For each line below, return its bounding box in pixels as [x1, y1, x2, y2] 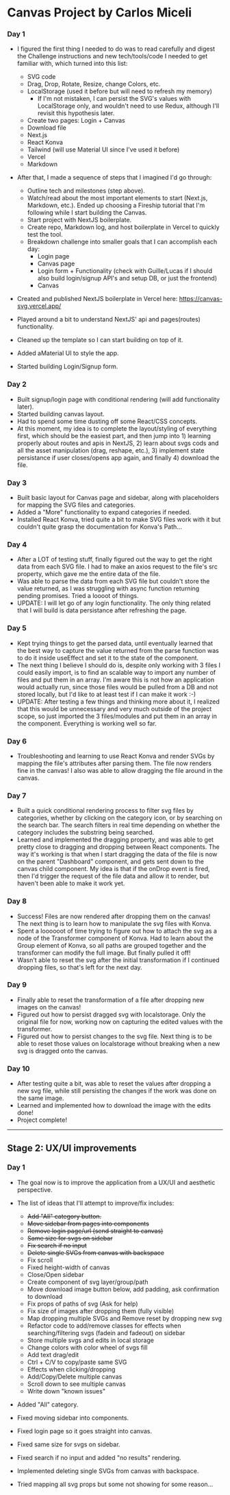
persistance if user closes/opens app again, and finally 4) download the [16, 453, 220, 462]
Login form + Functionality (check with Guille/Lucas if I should [37, 267, 213, 275]
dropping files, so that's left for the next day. [16, 963, 142, 971]
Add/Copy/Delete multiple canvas [27, 1372, 123, 1380]
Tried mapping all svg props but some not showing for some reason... [16, 1480, 214, 1488]
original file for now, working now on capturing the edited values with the [16, 1017, 223, 1026]
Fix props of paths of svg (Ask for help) [27, 1300, 138, 1308]
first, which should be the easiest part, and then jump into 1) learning [16, 431, 211, 440]
